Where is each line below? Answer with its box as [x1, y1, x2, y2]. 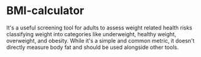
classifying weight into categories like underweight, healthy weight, [6, 30, 176, 37]
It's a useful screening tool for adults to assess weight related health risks [6, 24, 192, 31]
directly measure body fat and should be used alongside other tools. [6, 44, 179, 51]
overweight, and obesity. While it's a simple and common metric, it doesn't [6, 37, 195, 44]
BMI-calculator [6, 4, 85, 18]
